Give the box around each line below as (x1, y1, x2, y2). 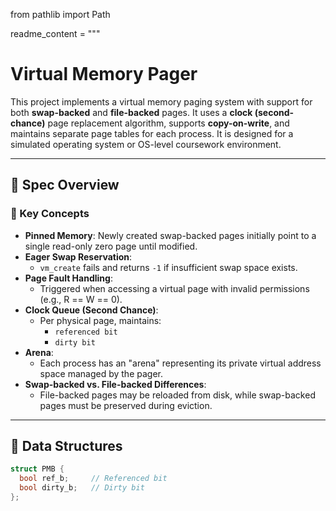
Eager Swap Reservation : (24, 250, 133, 263)
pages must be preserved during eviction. (39, 399, 213, 411)
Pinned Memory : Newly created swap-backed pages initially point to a (24, 229, 317, 241)
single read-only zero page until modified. (24, 240, 198, 252)
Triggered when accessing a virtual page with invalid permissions (39, 282, 310, 294)
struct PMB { (10, 464, 65, 474)
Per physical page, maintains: (39, 314, 162, 326)
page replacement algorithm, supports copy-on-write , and (47, 117, 290, 129)
